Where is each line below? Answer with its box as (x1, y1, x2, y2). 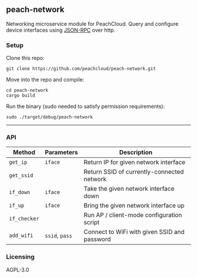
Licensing (6, 253, 35, 261)
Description (119, 148, 153, 157)
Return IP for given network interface (83, 158, 186, 167)
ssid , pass (45, 232, 72, 240)
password (83, 235, 111, 243)
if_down (9, 189, 30, 196)
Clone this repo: (6, 55, 45, 62)
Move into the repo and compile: (6, 76, 84, 83)
